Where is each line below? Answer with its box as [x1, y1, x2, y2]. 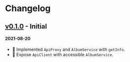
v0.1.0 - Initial [5, 22, 47, 31]
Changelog [5, 3, 51, 14]
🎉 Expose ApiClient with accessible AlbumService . [12, 51, 113, 57]
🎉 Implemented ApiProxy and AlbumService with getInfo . [12, 46, 126, 52]
